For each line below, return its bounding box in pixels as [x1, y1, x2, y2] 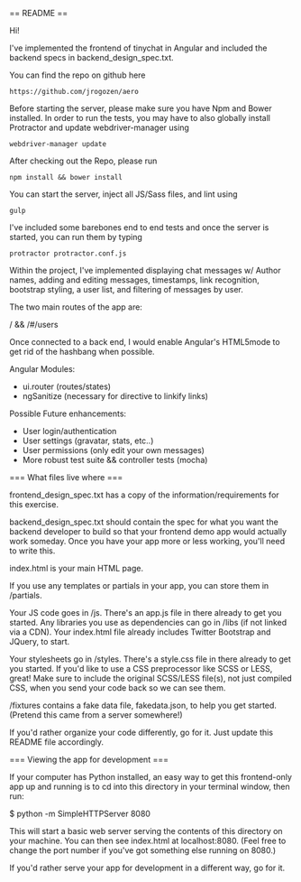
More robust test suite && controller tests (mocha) [22, 455, 208, 465]
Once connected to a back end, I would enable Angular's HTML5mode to [9, 337, 281, 347]
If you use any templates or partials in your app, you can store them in [9, 580, 269, 590]
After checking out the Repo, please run [9, 155, 158, 166]
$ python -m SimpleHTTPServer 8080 [9, 808, 151, 819]
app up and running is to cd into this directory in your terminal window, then [9, 781, 290, 792]
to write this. [9, 545, 56, 556]
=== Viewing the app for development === [9, 754, 169, 765]
